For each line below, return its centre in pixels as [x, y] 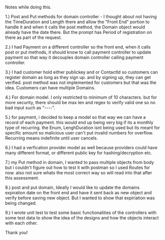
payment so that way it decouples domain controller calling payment [74, 57]
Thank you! [16, 232]
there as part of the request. [34, 37]
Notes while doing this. [28, 7]
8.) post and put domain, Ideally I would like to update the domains [72, 187]
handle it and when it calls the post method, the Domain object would [75, 27]
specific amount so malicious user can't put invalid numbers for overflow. [79, 133]
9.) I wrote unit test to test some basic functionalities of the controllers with [81, 213]
